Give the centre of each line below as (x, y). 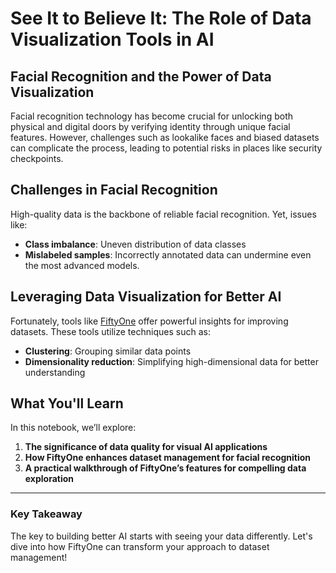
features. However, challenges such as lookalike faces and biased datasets (165, 137)
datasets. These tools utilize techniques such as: (110, 331)
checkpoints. (37, 158)
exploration (49, 479)
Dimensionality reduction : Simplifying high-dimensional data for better (171, 361)
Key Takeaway (46, 514)
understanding (55, 372)
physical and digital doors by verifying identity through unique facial (150, 126)
